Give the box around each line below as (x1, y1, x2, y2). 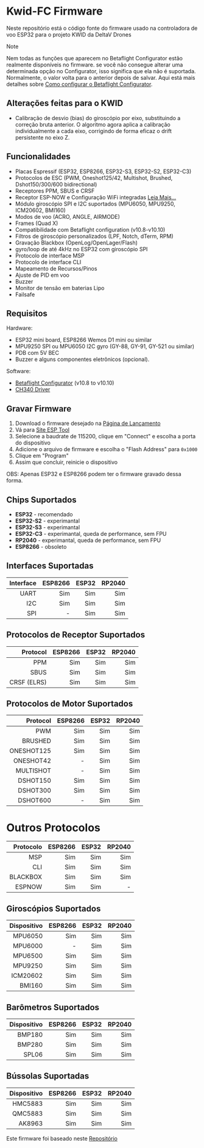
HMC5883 (12, 1099, 43, 1108)
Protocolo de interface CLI (15, 258, 82, 266)
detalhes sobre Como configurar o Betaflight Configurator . (6, 80, 153, 88)
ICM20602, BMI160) (15, 206, 66, 214)
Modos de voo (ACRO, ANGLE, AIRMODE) (15, 213, 121, 220)
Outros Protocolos (6, 821, 100, 835)
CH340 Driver (15, 386, 51, 393)
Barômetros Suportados (6, 1002, 99, 1013)
